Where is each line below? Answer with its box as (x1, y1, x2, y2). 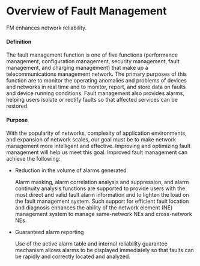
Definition (6, 38, 32, 45)
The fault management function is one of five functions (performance (6, 51, 178, 58)
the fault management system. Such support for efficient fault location (14, 197, 189, 205)
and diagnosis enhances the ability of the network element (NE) (14, 204, 173, 211)
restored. (6, 102, 29, 110)
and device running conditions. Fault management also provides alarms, (6, 90, 185, 97)
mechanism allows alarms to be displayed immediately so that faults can (14, 247, 194, 254)
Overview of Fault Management (6, 4, 167, 18)
